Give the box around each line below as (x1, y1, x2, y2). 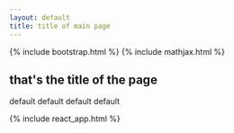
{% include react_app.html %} (9, 113, 121, 124)
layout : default (9, 13, 70, 22)
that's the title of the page (9, 72, 157, 87)
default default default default (9, 96, 120, 107)
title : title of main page (9, 22, 111, 31)
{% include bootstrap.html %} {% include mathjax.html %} (9, 46, 225, 57)
